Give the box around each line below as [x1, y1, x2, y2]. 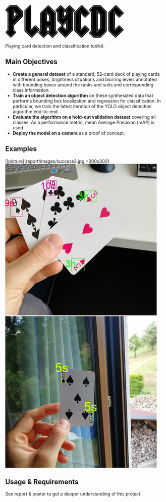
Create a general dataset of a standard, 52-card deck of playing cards [12, 71, 160, 77]
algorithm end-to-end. [12, 109, 59, 115]
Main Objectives [5, 58, 58, 66]
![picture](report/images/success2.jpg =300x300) [5, 158, 109, 164]
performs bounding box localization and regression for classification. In [12, 97, 161, 104]
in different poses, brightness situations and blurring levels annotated [12, 76, 157, 82]
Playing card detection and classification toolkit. [5, 43, 105, 49]
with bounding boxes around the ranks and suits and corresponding [12, 81, 154, 88]
